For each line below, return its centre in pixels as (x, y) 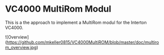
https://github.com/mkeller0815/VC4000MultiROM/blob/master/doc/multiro (83, 42)
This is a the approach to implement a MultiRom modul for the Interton (76, 22)
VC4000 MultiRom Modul (58, 9)
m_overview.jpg (21, 47)
